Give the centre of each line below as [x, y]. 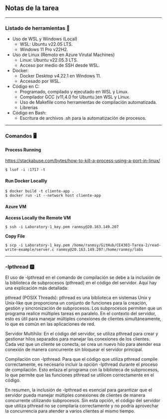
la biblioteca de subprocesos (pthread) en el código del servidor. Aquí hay [81, 282]
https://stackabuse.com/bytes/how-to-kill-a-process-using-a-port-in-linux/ [83, 161]
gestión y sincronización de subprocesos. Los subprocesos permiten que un [83, 308]
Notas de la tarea [32, 8]
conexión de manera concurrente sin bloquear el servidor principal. [74, 349]
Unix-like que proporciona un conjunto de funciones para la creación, [76, 303]
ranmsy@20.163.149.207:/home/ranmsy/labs [100, 250]
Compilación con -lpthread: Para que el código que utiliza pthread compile [82, 359]
